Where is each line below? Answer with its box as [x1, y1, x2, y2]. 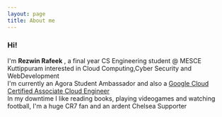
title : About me [7, 17, 55, 24]
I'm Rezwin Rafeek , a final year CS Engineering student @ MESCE [7, 56, 201, 65]
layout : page [7, 10, 46, 18]
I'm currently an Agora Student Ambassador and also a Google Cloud [7, 79, 209, 87]
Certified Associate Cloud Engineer [7, 87, 110, 95]
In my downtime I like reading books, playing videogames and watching [7, 94, 216, 103]
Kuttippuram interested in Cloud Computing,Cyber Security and [7, 64, 192, 72]
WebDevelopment [7, 72, 60, 80]
